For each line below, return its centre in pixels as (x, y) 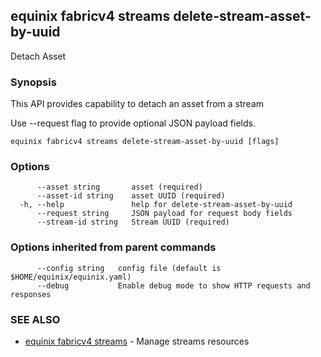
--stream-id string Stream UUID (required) (133, 222)
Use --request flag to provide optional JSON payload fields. (133, 123)
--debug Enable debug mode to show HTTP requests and (173, 285)
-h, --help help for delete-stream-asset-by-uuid (156, 205)
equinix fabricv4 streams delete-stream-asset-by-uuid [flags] (145, 142)
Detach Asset (38, 56)
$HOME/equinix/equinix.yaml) (71, 277)
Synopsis (33, 82)
